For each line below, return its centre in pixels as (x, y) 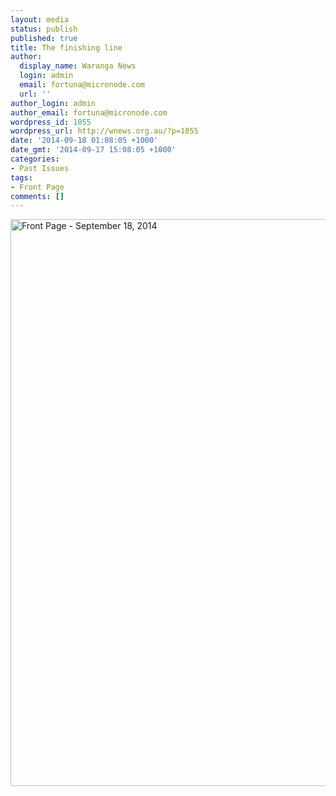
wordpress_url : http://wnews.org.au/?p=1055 (104, 131)
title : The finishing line (66, 47)
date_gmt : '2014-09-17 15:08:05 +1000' (93, 150)
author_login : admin (53, 103)
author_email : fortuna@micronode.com (89, 112)
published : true (44, 38)
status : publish (44, 29)
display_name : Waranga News (78, 66)
